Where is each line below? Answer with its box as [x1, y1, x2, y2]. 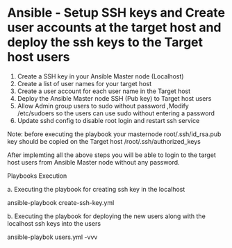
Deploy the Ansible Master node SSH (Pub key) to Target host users [17, 94, 212, 102]
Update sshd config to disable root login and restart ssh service [17, 116, 200, 124]
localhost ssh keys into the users [7, 219, 101, 227]
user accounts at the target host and [7, 19, 222, 35]
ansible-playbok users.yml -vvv [7, 233, 98, 241]
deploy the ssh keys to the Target [7, 35, 204, 50]
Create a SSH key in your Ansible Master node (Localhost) [17, 72, 184, 81]
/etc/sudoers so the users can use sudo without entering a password [17, 109, 215, 117]
